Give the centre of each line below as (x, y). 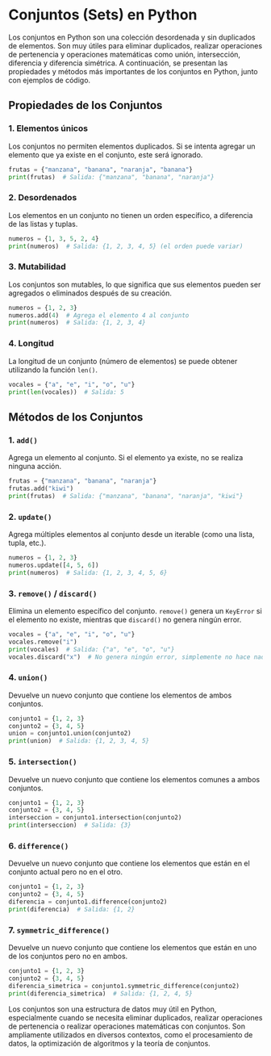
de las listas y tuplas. (43, 224)
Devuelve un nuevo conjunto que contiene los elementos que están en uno (133, 948)
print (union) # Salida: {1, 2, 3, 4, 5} (79, 741)
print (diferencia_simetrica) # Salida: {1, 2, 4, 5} (101, 993)
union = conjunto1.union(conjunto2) (70, 733)
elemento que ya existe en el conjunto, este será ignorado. (106, 154)
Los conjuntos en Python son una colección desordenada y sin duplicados (132, 37)
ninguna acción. (35, 467)
